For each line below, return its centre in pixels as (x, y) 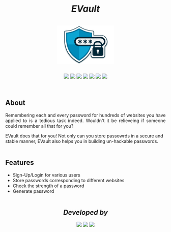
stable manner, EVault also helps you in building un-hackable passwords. (82, 141)
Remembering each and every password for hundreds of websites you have (85, 115)
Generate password (33, 191)
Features (20, 163)
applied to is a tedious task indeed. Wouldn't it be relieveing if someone (85, 121)
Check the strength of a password (48, 186)
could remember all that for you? (39, 126)
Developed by (85, 212)
